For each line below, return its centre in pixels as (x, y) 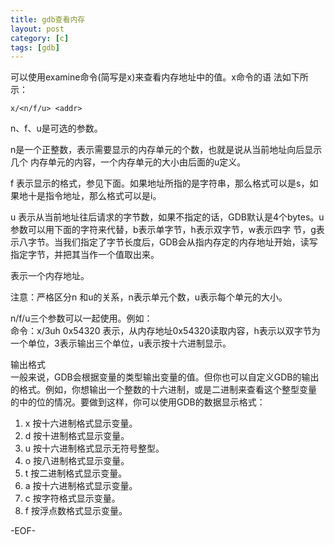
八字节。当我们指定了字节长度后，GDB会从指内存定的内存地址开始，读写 (168, 242)
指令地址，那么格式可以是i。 (103, 196)
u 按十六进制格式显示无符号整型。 (94, 448)
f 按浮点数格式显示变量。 (76, 511)
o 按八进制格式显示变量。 (77, 461)
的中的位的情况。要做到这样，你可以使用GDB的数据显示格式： (138, 402)
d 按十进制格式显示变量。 (77, 436)
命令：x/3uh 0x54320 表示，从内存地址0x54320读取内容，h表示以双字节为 (165, 331)
